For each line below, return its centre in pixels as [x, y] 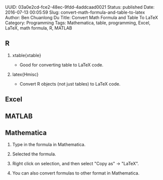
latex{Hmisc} [25, 74]
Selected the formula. [34, 154]
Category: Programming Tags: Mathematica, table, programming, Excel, [78, 23]
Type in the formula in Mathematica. [49, 145]
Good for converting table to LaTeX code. [61, 65]
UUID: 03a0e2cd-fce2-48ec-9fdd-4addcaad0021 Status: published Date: [80, 7]
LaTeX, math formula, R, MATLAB [39, 28]
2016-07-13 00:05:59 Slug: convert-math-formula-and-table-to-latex [75, 12]
